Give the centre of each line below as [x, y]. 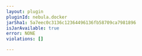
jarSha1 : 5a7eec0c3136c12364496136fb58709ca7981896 [71, 22]
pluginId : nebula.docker [37, 17]
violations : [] [25, 39]
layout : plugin [25, 11]
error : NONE [21, 34]
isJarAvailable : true [33, 28]
